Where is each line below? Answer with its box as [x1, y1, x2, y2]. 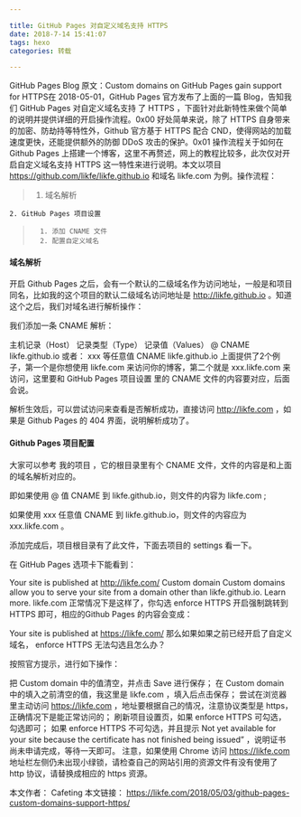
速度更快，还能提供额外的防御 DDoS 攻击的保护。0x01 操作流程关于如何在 [9, 136, 284, 147]
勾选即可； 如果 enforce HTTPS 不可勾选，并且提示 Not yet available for [9, 722, 277, 733]
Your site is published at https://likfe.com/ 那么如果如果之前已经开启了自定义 [9, 627, 293, 638]
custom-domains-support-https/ [9, 797, 131, 808]
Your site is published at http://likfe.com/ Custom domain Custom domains [9, 577, 286, 587]
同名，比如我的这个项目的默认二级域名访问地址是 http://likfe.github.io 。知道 [9, 290, 292, 301]
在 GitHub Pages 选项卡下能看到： [9, 559, 137, 569]
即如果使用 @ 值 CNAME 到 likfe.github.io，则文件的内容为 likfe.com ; [9, 490, 267, 501]
